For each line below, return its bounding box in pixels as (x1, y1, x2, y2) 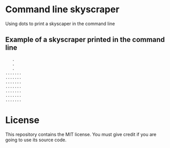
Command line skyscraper (5, 4, 120, 15)
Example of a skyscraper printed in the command (5, 35, 165, 44)
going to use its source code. (5, 137, 67, 143)
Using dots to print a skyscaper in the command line (5, 20, 115, 27)
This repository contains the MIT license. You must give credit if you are (5, 131, 157, 137)
